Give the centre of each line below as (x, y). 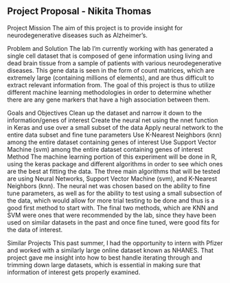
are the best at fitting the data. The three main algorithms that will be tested (114, 171)
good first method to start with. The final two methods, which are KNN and (113, 207)
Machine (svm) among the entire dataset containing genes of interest (105, 149)
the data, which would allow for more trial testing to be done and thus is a (111, 200)
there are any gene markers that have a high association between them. (109, 100)
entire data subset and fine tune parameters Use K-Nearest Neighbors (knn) (114, 135)
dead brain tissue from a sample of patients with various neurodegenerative (114, 63)
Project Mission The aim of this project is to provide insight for (95, 27)
